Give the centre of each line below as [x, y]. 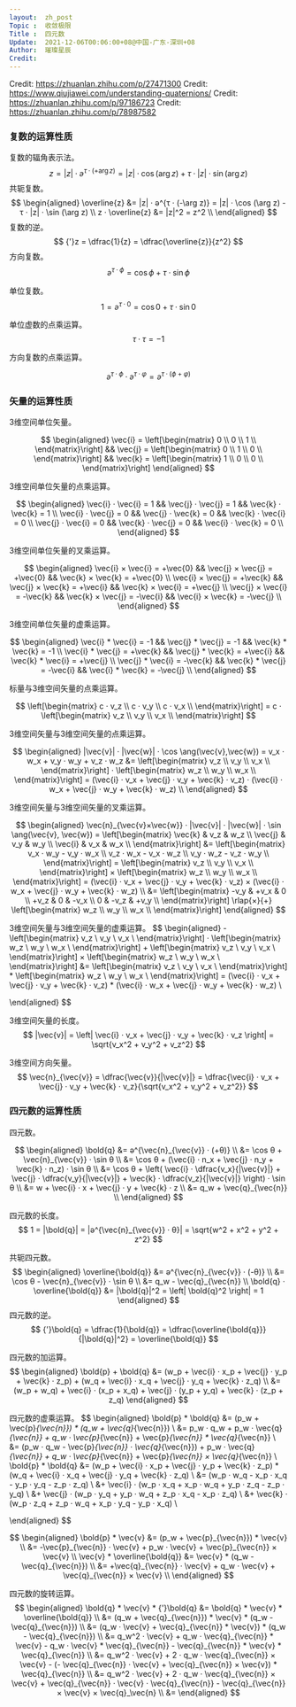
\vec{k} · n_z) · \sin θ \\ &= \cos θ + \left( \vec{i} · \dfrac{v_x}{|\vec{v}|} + [148, 1168]
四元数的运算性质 [46, 1111]
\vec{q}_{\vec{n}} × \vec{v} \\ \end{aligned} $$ [148, 1575]
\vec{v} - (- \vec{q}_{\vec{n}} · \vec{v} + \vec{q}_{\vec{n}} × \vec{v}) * [148, 1664]
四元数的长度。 [36, 1215]
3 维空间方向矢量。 [43, 1063]
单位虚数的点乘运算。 [48, 325]
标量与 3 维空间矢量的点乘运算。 [66, 688]
